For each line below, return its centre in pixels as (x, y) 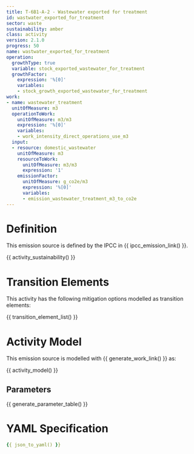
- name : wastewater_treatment (45, 102)
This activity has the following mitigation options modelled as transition (95, 299)
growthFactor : (29, 74)
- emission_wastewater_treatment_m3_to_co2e (79, 198)
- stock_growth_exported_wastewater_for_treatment (82, 91)
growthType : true (34, 63)
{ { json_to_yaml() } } (34, 445)
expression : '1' (43, 170)
